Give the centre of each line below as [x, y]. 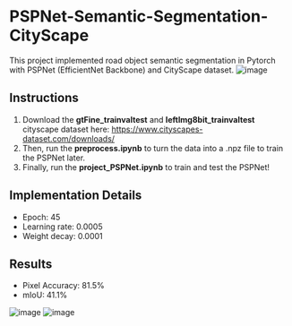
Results [31, 264]
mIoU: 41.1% [45, 295]
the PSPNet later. [54, 158]
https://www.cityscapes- [157, 129]
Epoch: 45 [41, 217]
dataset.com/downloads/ [68, 138]
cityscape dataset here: [66, 129]
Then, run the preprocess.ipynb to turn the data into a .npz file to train [153, 148]
